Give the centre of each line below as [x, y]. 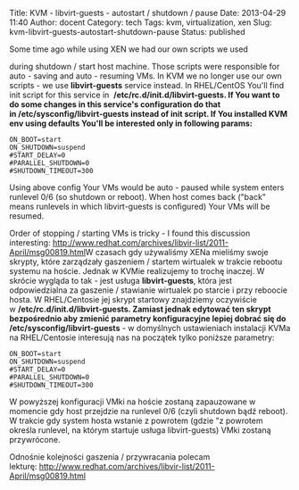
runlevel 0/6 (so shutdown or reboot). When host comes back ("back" [137, 197]
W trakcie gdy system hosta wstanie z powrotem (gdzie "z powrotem [136, 420]
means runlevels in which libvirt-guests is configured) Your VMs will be [140, 206]
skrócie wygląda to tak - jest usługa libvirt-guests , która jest [121, 281]
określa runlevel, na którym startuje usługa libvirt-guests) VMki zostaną [140, 430]
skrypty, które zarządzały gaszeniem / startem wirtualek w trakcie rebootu [146, 262]
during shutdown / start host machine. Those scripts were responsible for [145, 66]
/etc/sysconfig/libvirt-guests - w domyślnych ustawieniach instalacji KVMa [150, 328]
